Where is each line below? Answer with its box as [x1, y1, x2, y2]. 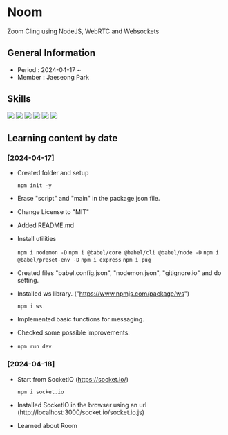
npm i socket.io [17, 389, 64, 396]
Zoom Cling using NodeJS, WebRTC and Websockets [7, 27, 160, 35]
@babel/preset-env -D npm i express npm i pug [17, 257, 151, 264]
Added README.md [17, 221, 75, 229]
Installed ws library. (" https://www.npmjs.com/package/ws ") [17, 290, 190, 298]
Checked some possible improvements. [17, 328, 130, 337]
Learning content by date [7, 132, 118, 144]
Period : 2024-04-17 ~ [17, 65, 82, 73]
